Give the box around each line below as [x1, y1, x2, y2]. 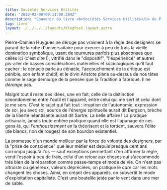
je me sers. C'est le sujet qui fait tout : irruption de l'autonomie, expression [5, 102, 158, 108]
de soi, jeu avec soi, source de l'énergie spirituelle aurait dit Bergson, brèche [5, 107, 162, 113]
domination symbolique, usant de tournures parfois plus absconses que [5, 50, 153, 56]
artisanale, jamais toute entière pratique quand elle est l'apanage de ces [5, 118, 153, 124]
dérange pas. [5, 82, 33, 88]
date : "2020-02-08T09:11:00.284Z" [5, 12, 77, 17]
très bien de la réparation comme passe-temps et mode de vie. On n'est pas [5, 159, 162, 165]
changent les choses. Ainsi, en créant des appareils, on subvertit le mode [5, 170, 156, 176]
